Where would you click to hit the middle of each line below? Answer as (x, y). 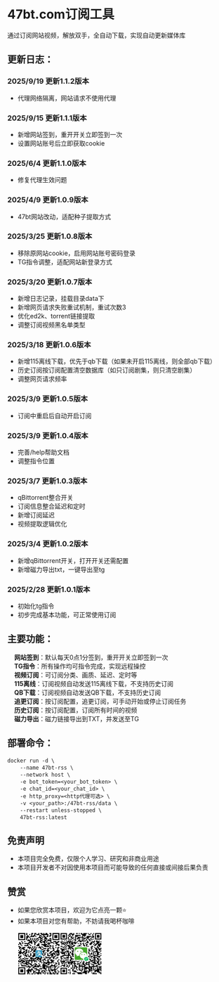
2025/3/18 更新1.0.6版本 (49, 345)
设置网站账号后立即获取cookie (61, 143)
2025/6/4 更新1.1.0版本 (47, 163)
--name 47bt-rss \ (47, 768)
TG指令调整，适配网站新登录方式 (65, 261)
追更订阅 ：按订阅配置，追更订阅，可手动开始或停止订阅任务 (100, 701)
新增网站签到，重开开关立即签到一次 (70, 134)
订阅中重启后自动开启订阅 (54, 415)
